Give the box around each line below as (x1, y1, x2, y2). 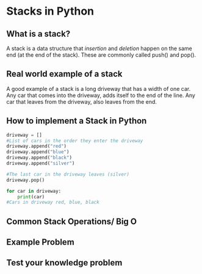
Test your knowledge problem (6, 258, 123, 268)
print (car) (17, 193, 45, 200)
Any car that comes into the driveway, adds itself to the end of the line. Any (6, 92, 195, 99)
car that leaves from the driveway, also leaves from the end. (6, 98, 157, 105)
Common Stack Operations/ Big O (6, 216, 137, 226)
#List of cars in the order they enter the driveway (6, 137, 143, 144)
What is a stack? (6, 29, 71, 39)
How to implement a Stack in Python (6, 116, 147, 126)
